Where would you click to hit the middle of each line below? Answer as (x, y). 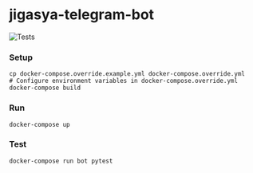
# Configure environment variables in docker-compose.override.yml (124, 81)
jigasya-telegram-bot (82, 15)
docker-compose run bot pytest (61, 161)
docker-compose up (40, 124)
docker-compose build (45, 88)
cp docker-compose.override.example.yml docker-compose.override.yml (127, 74)
